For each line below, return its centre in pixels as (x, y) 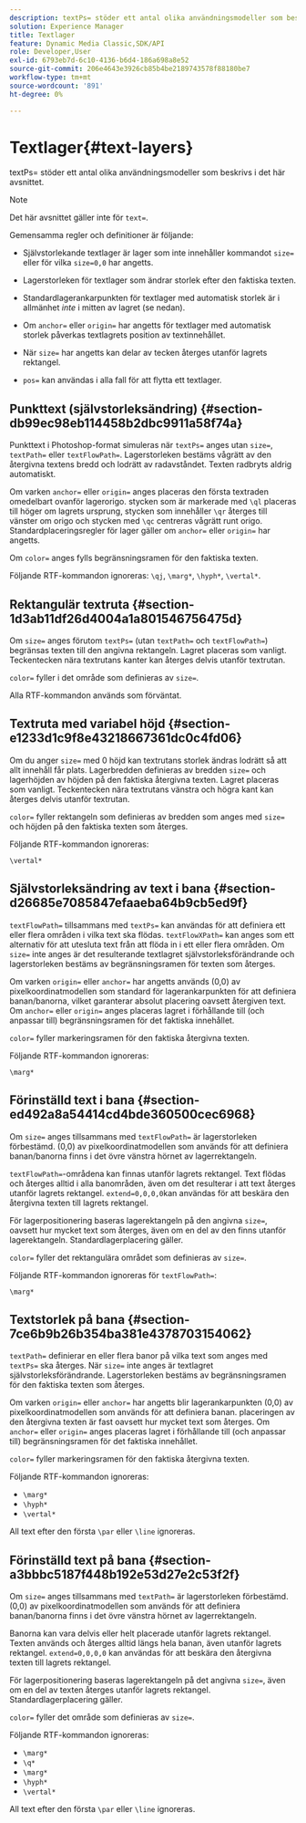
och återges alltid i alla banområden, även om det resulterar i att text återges (153, 1183)
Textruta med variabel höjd (87, 724)
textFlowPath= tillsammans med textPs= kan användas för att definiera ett (148, 925)
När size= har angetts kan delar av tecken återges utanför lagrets (145, 353)
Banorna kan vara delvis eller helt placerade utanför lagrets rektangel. (140, 1633)
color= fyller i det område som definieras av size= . (104, 678)
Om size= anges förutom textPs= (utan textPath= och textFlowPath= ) (139, 641)
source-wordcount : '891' (56, 86)
